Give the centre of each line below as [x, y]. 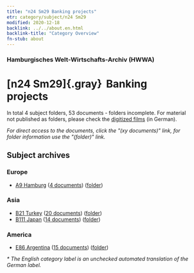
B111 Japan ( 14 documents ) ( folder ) [58, 219]
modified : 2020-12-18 [33, 22]
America [19, 235]
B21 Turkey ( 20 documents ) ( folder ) [58, 213]
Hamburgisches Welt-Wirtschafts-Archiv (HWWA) [81, 60]
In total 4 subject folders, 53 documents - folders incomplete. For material [96, 113]
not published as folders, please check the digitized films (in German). [92, 119]
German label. [24, 265]
